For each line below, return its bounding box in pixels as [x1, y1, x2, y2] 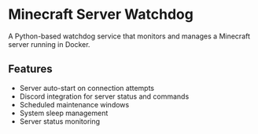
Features [8, 63, 53, 76]
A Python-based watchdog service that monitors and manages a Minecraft [8, 31, 250, 41]
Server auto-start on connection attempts [19, 83, 155, 92]
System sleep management [19, 108, 109, 118]
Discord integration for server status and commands [19, 92, 190, 101]
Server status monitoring [19, 116, 101, 126]
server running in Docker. [8, 39, 90, 49]
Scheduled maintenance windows [19, 100, 130, 109]
